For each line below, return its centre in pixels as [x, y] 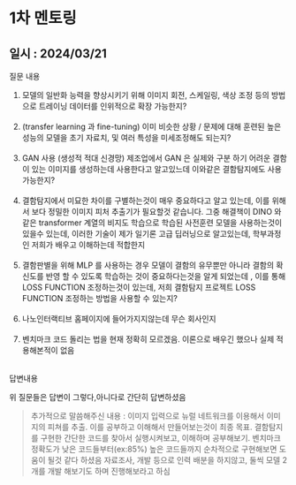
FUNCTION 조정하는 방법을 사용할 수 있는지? [100, 298]
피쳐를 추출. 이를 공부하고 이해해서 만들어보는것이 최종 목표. [150, 427]
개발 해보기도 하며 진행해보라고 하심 [109, 471]
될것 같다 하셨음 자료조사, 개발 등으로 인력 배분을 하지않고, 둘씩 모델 [164, 460]
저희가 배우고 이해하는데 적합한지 [88, 245]
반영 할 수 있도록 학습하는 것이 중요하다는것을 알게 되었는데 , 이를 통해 [166, 276]
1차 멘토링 [43, 18]
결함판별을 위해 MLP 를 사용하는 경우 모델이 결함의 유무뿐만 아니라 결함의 [148, 265]
